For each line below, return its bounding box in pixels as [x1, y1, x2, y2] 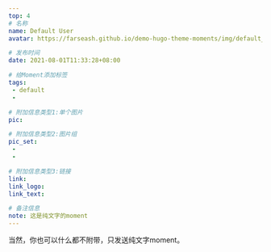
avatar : [8, 34, 35, 43]
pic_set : [8, 138, 38, 146]
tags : [8, 78, 27, 86]
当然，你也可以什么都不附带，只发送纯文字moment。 [8, 235, 184, 245]
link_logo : [8, 183, 45, 191]
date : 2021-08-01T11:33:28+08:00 [8, 57, 121, 65]
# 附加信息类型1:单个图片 [8, 108, 83, 116]
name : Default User [8, 27, 74, 35]
